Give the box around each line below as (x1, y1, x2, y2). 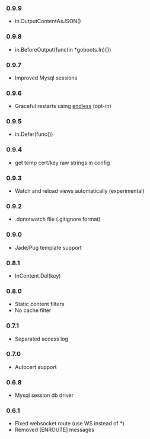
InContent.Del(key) (14, 272, 61, 279)
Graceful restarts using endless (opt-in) (14, 103, 111, 110)
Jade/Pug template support (14, 244, 82, 251)
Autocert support (14, 363, 58, 370)
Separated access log (14, 335, 68, 342)
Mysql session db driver (14, 392, 74, 399)
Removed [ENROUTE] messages (14, 426, 95, 434)
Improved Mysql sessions (14, 74, 78, 81)
